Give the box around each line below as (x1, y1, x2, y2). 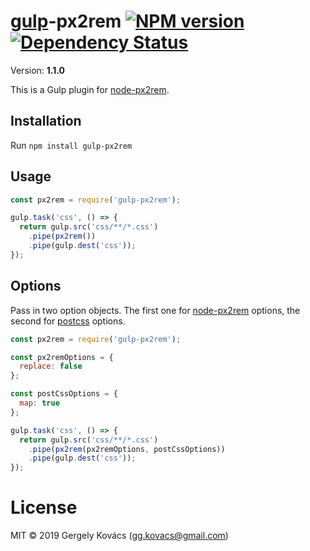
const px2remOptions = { (10, 352, 114, 362)
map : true (19, 398, 60, 408)
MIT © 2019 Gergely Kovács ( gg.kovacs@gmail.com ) (10, 530, 229, 542)
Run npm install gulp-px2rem (10, 139, 133, 151)
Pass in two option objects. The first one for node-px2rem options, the (10, 304, 301, 316)
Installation (10, 113, 82, 130)
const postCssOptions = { (10, 389, 118, 399)
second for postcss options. (10, 315, 126, 327)
